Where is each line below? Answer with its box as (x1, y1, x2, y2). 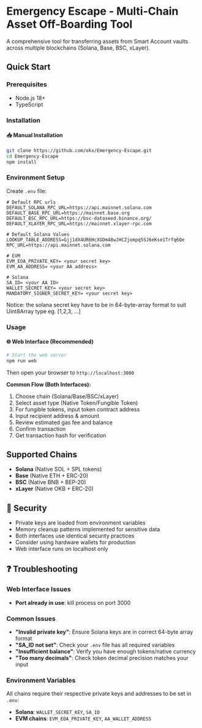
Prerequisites (6, 80, 47, 89)
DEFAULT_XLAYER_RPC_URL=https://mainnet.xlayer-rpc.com (6, 221, 152, 227)
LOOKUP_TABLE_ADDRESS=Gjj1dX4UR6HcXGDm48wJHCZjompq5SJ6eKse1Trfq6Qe (6, 237, 185, 243)
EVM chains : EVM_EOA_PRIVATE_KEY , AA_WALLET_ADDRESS (15, 715, 152, 722)
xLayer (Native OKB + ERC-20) (15, 485, 94, 493)
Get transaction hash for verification (15, 431, 107, 439)
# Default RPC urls (6, 199, 56, 205)
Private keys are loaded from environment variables (15, 519, 146, 526)
